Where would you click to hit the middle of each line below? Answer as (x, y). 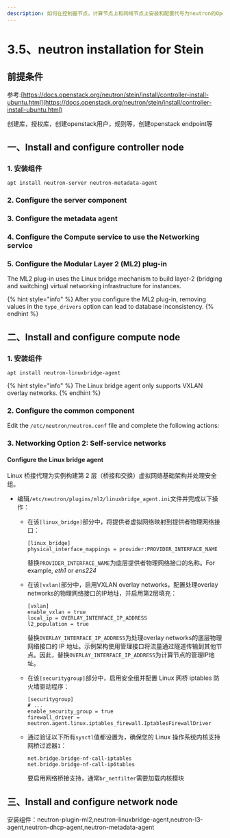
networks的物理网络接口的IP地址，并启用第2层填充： (102, 594)
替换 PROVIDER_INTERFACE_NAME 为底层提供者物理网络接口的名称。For (121, 563)
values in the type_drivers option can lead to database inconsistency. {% (111, 307)
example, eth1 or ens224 (62, 571)
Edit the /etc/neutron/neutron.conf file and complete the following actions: (113, 426)
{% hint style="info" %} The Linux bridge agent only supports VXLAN (105, 386)
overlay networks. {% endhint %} (54, 393)
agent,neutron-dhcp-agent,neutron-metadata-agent (81, 827)
